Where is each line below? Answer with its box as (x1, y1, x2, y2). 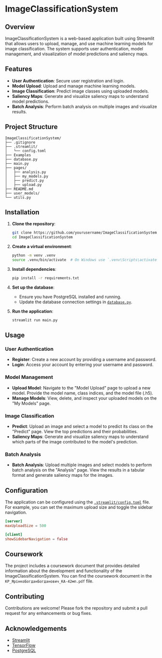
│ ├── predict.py (5, 178, 44, 183)
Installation (5, 208, 40, 217)
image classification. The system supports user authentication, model (5, 46, 143, 51)
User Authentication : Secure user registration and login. (12, 78, 125, 83)
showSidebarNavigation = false (5, 536, 68, 541)
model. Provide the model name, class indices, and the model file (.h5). (12, 390, 153, 396)
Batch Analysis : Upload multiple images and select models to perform (12, 462, 152, 468)
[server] (5, 519, 23, 524)
